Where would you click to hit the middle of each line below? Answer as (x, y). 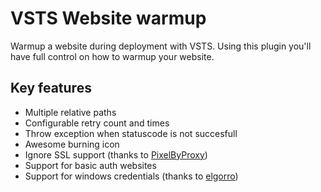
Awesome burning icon (72, 144)
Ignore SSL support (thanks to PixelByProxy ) (116, 154)
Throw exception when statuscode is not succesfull (131, 133)
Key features (51, 88)
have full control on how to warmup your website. (112, 56)
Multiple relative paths (70, 112)
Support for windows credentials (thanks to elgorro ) (131, 176)
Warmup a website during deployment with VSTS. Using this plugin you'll (161, 46)
